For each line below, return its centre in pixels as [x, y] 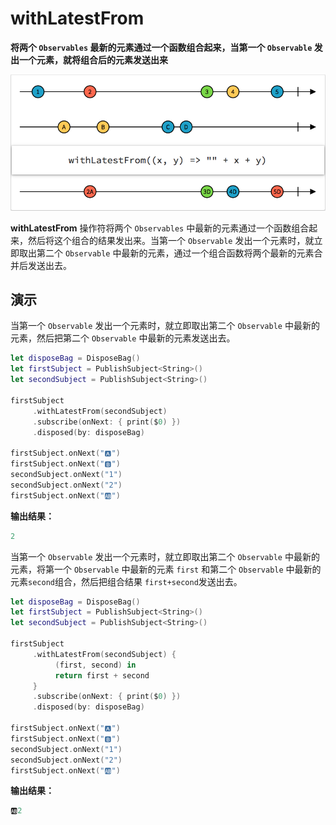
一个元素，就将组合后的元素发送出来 [93, 59]
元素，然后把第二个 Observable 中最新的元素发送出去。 [123, 338]
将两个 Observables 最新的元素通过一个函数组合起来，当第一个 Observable [161, 47]
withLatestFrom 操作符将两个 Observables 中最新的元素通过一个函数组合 [160, 228]
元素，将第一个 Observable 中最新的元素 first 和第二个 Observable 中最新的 [166, 569]
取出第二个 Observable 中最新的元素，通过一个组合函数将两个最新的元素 [166, 253]
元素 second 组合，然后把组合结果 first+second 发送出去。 [126, 581]
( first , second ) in [95, 665]
